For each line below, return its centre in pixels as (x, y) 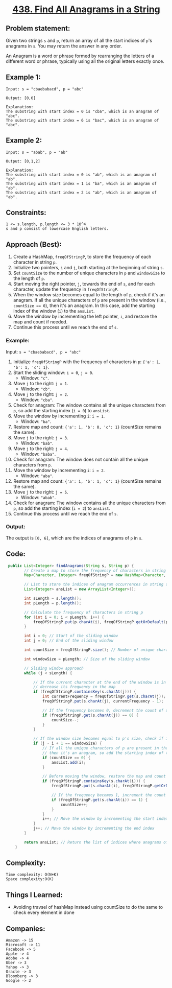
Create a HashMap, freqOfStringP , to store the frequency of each (82, 257)
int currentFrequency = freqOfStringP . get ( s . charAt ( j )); (104, 697)
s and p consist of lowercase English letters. (57, 229)
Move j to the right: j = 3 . (41, 437)
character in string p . (35, 262)
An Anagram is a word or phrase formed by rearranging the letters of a (80, 56)
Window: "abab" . (38, 497)
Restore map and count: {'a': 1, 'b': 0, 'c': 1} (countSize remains (87, 427)
